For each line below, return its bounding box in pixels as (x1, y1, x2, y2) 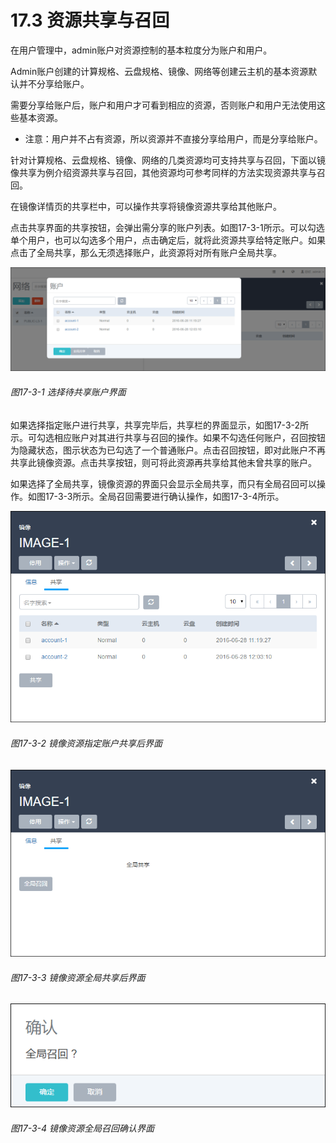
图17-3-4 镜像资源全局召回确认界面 (10, 1122, 155, 1134)
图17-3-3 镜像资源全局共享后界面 (10, 971, 146, 983)
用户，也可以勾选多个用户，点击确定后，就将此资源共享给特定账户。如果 (27, 234, 326, 246)
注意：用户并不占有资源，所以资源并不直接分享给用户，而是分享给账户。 (24, 132, 323, 145)
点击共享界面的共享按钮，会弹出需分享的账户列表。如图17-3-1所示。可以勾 (10, 221, 317, 233)
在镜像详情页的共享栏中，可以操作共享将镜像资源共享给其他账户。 (10, 200, 282, 212)
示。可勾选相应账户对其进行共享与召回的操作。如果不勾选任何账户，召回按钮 (10, 431, 326, 443)
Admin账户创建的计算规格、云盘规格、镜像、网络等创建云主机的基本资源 (10, 65, 309, 77)
